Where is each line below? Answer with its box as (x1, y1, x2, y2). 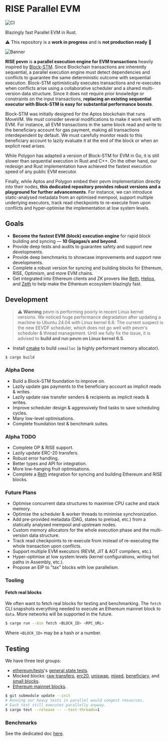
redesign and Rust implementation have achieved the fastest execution (5, 163, 152, 169)
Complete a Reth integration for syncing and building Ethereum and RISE (12, 471, 162, 477)
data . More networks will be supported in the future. (5, 611, 113, 617)
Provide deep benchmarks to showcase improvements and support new (12, 254, 161, 260)
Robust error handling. (12, 455, 59, 462)
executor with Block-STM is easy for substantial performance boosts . (5, 101, 153, 107)
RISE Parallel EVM (5, 3, 81, 15)
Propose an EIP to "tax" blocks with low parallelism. (12, 564, 119, 570)
